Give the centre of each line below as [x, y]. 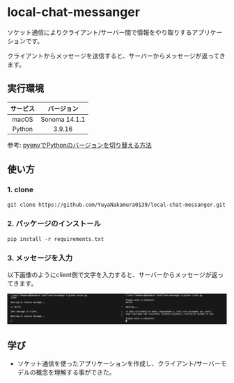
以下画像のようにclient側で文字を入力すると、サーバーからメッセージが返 [112, 274]
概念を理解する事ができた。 [76, 373]
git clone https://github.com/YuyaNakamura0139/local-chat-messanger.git [117, 205]
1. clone [20, 189]
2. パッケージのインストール [54, 224]
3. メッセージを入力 [40, 258]
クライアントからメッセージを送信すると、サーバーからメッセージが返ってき [117, 56]
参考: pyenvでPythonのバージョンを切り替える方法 [79, 145]
